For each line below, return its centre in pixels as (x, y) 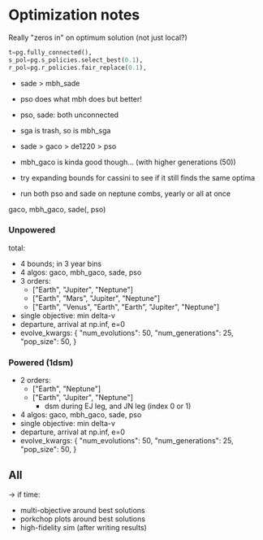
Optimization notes (74, 15)
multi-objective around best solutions (83, 510)
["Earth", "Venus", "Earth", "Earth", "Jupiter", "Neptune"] (126, 307)
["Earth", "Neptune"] (67, 389)
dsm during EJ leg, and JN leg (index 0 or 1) (118, 406)
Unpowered (32, 230)
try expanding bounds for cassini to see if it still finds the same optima (138, 177)
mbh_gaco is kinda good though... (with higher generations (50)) (128, 162)
